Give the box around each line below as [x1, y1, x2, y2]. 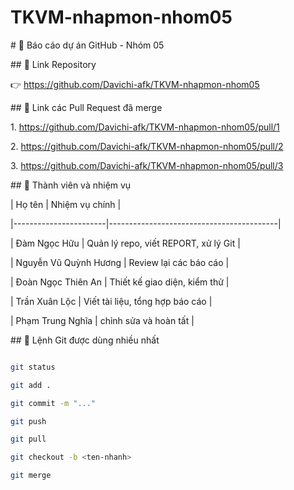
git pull [10, 434, 47, 445]
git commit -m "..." [10, 398, 97, 408]
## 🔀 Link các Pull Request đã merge [10, 101, 163, 113]
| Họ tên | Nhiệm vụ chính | [10, 198, 122, 210]
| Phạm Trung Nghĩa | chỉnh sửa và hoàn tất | [10, 314, 195, 326]
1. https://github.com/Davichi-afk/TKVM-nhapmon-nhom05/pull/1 [10, 121, 280, 133]
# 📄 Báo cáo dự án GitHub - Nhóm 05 [10, 39, 165, 51]
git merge [10, 471, 52, 481]
